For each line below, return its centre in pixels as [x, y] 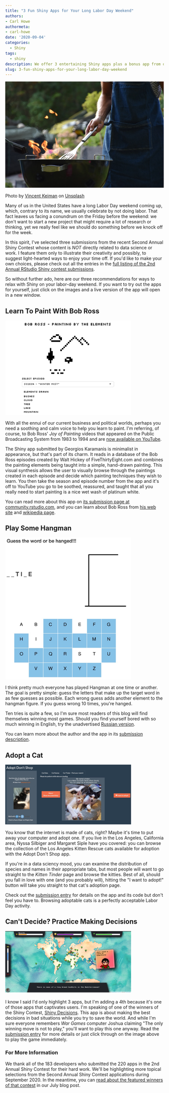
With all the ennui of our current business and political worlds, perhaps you [83, 423]
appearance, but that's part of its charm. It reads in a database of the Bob [81, 454]
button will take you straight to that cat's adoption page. [63, 885]
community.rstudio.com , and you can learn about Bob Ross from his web [81, 507]
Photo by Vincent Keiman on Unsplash [45, 196]
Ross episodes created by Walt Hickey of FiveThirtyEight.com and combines [84, 460]
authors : [14, 16]
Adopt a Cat [24, 755]
